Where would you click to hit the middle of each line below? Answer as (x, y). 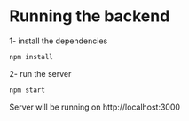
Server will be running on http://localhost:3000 (94, 107)
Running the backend (90, 16)
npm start (28, 90)
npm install (31, 57)
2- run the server (40, 73)
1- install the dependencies (59, 41)
